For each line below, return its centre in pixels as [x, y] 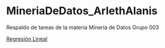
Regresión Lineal [27, 39]
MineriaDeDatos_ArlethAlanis [82, 11]
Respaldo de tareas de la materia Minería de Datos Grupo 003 [83, 27]
